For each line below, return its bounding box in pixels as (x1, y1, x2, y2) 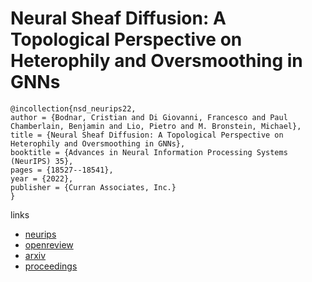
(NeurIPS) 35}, (10, 156, 74, 166)
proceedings (24, 260, 78, 272)
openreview (24, 238, 74, 251)
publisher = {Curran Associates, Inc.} (10, 182, 177, 192)
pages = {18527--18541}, (10, 165, 114, 175)
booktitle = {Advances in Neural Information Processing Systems (10, 147, 288, 157)
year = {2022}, (10, 173, 74, 184)
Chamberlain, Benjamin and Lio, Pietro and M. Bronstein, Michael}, (10, 121, 302, 131)
